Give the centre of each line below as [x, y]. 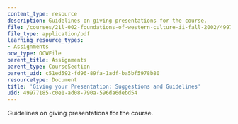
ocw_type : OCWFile [34, 54]
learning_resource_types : [45, 40]
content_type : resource [42, 14]
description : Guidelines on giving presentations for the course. [107, 21]
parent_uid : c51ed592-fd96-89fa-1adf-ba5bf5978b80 [84, 73]
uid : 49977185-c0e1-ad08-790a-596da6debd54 [73, 93]
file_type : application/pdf [49, 34]
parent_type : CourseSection [49, 67]
